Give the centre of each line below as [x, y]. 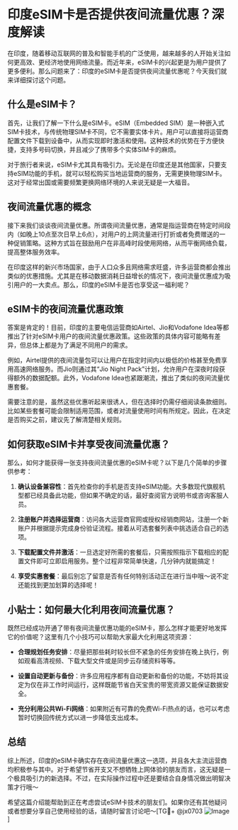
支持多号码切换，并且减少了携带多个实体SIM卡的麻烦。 [100, 149]
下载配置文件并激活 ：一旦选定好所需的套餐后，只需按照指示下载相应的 [120, 552]
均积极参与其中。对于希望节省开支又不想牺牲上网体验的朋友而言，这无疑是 [116, 769]
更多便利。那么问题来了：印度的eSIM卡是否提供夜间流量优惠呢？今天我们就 [117, 71]
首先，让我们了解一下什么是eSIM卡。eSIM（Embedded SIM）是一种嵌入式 [116, 123]
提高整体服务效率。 [35, 252]
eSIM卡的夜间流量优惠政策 [66, 309]
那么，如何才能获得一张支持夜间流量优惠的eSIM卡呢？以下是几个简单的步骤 [117, 463]
